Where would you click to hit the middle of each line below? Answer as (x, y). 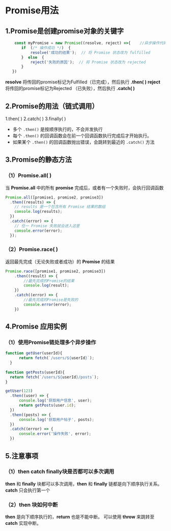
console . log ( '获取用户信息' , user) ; (55, 401)
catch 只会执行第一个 (28, 490)
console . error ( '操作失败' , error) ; (55, 434)
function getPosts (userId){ (35, 372)
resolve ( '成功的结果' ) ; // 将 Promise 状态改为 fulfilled (90, 52)
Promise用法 (32, 10)
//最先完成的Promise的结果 (49, 281)
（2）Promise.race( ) (32, 250)
